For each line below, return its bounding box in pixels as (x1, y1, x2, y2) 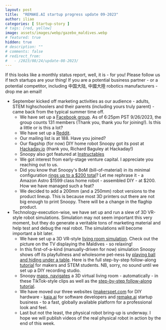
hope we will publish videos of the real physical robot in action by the (19, 315, 162, 321)
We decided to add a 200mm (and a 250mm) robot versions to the (19, 188, 155, 194)
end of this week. (19, 321, 55, 327)
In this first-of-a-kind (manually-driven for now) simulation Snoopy (19, 246, 156, 252)
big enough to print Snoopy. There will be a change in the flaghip (19, 199, 153, 205)
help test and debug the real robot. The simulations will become (12, 225, 143, 231)
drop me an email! (5, 89, 42, 95)
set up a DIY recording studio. (19, 267, 81, 274)
